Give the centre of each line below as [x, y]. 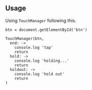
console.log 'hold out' [40, 74]
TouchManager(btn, [25, 38]
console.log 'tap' [34, 48]
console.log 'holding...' [42, 61]
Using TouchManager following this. [41, 20]
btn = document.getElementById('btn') [46, 30]
